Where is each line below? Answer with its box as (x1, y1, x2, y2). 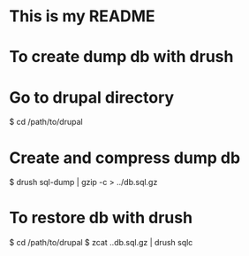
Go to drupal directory (9, 87, 175, 107)
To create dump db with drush (9, 47, 234, 67)
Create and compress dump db (9, 148, 241, 167)
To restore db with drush (9, 208, 192, 228)
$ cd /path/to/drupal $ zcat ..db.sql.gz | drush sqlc (9, 237, 193, 248)
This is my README (9, 6, 156, 27)
